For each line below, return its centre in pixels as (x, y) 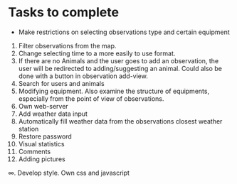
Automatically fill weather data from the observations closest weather (120, 121)
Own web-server (43, 106)
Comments (35, 151)
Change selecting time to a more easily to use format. (97, 53)
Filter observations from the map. (67, 45)
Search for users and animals (62, 83)
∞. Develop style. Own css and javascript (69, 173)
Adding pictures (42, 159)
